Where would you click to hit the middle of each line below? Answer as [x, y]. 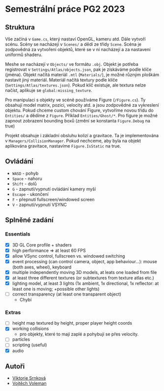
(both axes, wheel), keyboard [42, 267]
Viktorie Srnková [29, 378]
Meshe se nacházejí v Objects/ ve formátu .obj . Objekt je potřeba [72, 64]
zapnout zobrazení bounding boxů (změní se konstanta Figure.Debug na [78, 121]
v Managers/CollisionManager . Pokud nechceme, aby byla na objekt [73, 141]
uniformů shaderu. [24, 55]
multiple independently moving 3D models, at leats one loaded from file [84, 272]
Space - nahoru [27, 179]
